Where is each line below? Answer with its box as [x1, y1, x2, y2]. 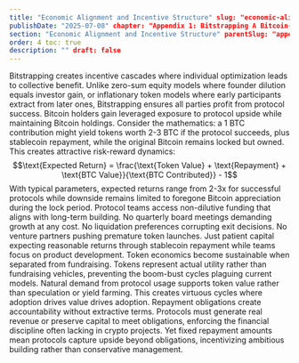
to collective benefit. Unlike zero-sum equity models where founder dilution [9, 80, 287, 91]
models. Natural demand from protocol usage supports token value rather [9, 278, 280, 289]
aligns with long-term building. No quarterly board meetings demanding [9, 212, 272, 222]
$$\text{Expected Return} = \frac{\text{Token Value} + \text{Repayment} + [12, 160, 287, 171]
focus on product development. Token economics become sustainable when [9, 250, 290, 261]
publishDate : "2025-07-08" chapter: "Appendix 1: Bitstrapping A [9, 21, 256, 30]
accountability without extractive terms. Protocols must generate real [9, 306, 263, 317]
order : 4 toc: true [9, 37, 82, 47]
